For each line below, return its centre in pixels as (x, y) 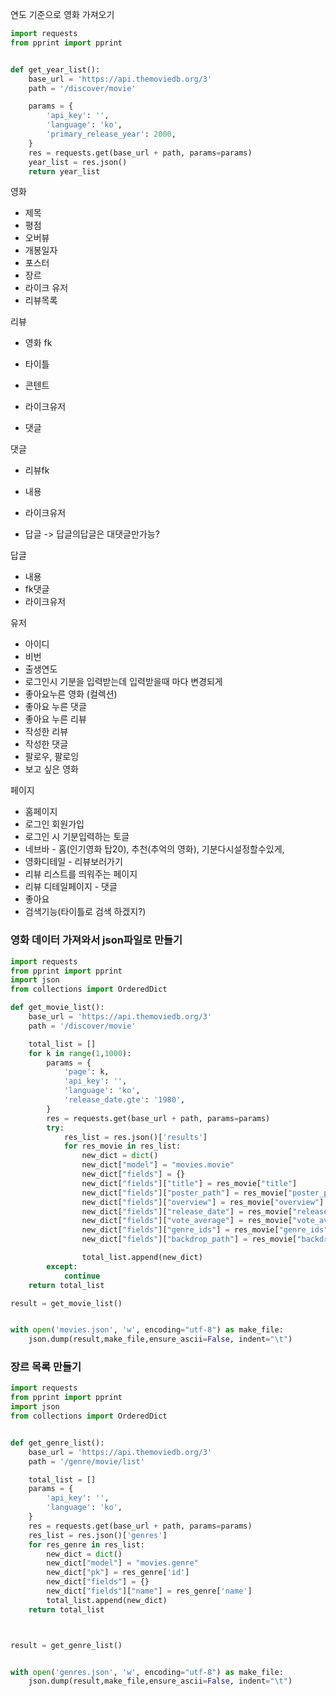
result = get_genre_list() (66, 1645)
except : (62, 1266)
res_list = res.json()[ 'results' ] (135, 1137)
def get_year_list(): (55, 69)
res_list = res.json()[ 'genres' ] (98, 1535)
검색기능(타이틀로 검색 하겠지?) (85, 912)
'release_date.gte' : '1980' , (124, 1100)
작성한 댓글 (46, 744)
